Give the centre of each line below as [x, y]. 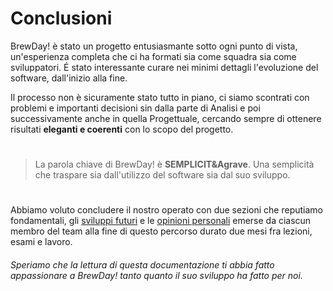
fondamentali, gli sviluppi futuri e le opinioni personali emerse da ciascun [161, 221]
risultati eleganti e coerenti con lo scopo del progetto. [122, 129]
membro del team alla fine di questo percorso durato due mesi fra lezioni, [161, 231]
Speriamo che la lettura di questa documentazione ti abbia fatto [142, 264]
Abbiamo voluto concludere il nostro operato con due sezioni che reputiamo [166, 210]
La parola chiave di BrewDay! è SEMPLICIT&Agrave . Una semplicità [174, 164]
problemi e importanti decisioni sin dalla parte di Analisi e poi [135, 108]
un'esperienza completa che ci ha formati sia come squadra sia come [153, 56]
